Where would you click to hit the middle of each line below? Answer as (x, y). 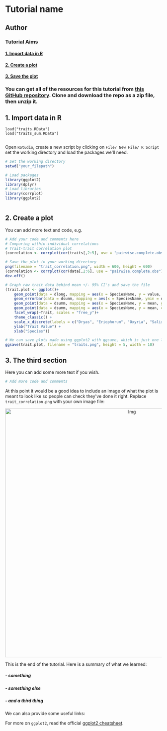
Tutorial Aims (22, 42)
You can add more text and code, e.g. (44, 230)
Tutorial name (34, 9)
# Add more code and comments (37, 382)
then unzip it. (22, 102)
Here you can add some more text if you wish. (52, 372)
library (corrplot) (24, 194)
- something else (23, 688)
